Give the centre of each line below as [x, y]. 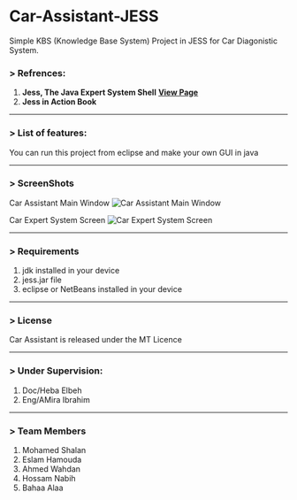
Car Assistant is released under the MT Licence [96, 340]
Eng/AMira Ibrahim [56, 399]
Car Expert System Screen [57, 219]
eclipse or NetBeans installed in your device [102, 289]
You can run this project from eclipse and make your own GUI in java [134, 152]
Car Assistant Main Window [60, 203]
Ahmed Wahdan [51, 469]
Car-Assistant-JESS [84, 16]
